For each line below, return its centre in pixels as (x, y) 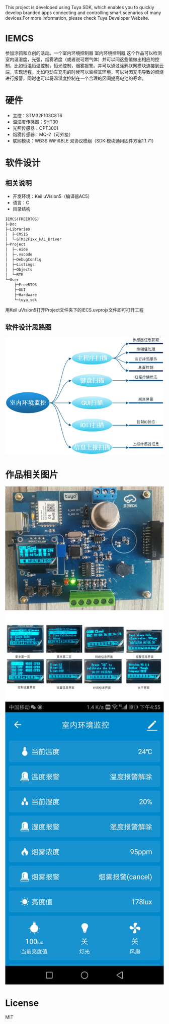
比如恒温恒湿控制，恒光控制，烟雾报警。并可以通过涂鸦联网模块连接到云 (89, 66)
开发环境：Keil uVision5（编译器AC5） (52, 196)
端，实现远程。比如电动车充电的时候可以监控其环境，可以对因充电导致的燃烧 (84, 72)
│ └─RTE (14, 275)
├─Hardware (26, 295)
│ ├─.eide (17, 249)
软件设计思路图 (28, 327)
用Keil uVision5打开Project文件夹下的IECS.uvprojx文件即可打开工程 (74, 310)
